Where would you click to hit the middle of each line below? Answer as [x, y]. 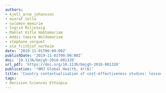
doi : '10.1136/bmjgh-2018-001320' [41, 60]
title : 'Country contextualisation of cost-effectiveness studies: [76, 74]
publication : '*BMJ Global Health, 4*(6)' [49, 69]
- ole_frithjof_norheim [30, 46]
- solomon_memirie [24, 23]
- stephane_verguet [25, 42]
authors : [14, 10]
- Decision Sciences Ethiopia [36, 83]
